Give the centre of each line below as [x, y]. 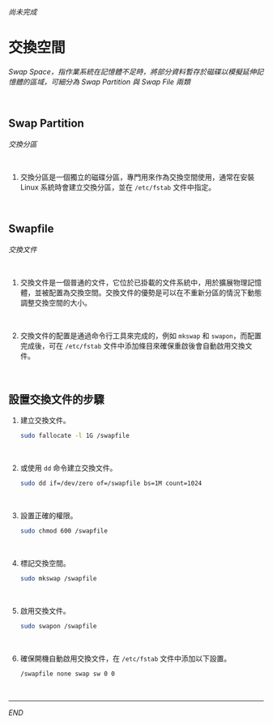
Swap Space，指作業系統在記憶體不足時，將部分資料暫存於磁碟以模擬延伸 [132, 71]
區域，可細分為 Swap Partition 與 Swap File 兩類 [110, 81]
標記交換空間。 [45, 563]
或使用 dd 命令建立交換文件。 [68, 468]
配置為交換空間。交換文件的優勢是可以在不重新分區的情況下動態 [155, 292]
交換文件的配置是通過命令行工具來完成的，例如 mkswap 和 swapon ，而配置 [141, 336]
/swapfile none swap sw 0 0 [67, 674]
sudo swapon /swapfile [58, 626]
